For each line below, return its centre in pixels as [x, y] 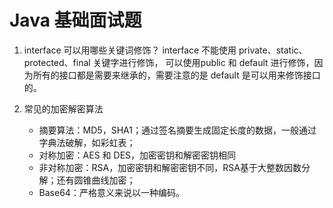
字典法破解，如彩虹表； [87, 142]
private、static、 [273, 50]
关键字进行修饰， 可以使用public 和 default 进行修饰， [203, 62]
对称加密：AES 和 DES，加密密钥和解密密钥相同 [137, 155]
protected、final [57, 62]
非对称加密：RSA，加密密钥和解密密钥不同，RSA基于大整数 [161, 167]
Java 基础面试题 [75, 20]
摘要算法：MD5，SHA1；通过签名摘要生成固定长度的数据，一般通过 [177, 130]
